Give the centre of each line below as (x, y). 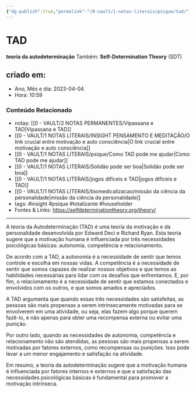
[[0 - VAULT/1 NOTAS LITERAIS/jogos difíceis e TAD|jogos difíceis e (95, 179)
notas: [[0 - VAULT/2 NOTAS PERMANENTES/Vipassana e (84, 123)
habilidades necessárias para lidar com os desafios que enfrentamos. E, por (97, 275)
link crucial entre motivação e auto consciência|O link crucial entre (94, 141)
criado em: (26, 74)
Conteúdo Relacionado (39, 110)
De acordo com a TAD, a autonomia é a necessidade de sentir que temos (94, 256)
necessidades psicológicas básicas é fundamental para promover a (87, 377)
